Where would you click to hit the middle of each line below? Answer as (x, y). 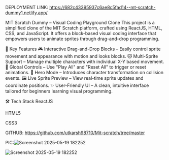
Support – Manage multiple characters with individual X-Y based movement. (85, 61)
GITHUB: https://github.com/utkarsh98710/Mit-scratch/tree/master (75, 133)
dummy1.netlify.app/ (27, 13)
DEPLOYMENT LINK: (27, 7)
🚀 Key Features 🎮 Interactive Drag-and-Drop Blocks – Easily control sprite (83, 49)
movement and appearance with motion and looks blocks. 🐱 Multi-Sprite (82, 56)
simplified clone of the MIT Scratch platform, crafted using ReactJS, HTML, (84, 28)
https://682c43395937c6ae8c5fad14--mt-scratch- (102, 7)
